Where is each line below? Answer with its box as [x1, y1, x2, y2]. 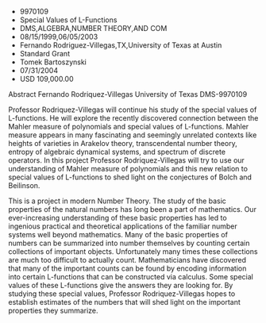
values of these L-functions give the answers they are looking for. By [8, 281, 233, 290]
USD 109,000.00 [19, 75, 74, 83]
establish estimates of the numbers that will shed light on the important [8, 298, 241, 306]
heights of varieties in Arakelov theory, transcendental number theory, [8, 139, 238, 148]
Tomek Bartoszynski [19, 57, 87, 67]
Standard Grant [19, 49, 70, 58]
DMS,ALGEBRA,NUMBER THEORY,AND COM [19, 24, 168, 33]
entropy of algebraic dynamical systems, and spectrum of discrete [8, 147, 226, 156]
